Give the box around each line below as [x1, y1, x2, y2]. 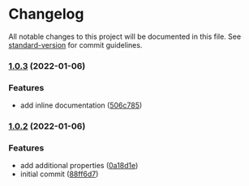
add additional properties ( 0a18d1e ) [19, 161, 139, 171]
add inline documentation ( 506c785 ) [19, 100, 143, 110]
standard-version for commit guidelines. [8, 40, 143, 49]
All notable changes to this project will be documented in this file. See [8, 32, 242, 41]
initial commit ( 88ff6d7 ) [19, 169, 99, 179]
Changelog [8, 5, 84, 23]
